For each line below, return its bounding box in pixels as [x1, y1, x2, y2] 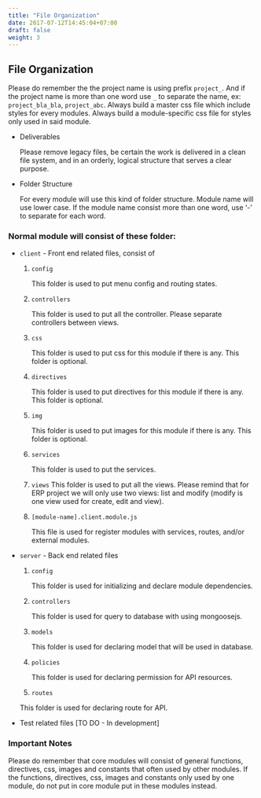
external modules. [31, 535, 90, 545]
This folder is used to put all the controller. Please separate [31, 310, 222, 319]
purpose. [19, 164, 50, 174]
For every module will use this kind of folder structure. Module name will [19, 194, 254, 204]
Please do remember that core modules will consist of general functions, [8, 756, 244, 765]
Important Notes [8, 738, 72, 749]
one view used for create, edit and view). [31, 497, 164, 506]
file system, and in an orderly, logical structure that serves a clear [19, 156, 232, 165]
